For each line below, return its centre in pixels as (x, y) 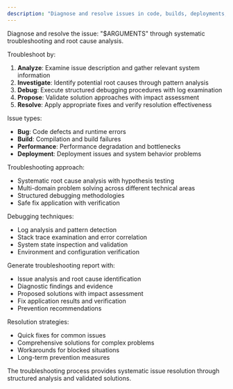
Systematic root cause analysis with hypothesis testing (96, 181)
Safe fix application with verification (68, 203)
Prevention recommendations (59, 308)
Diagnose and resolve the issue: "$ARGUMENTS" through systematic (106, 33)
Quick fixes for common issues (61, 335)
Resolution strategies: (38, 322)
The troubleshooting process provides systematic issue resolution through (113, 371)
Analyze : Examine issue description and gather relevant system (108, 67)
